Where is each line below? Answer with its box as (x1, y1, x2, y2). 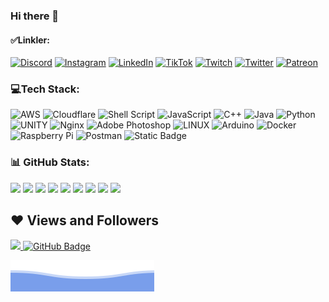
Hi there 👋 (10, 9, 60, 23)
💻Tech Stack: (10, 82, 80, 96)
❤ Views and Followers (10, 212, 160, 229)
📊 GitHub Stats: (10, 155, 90, 169)
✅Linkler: (10, 34, 50, 46)
